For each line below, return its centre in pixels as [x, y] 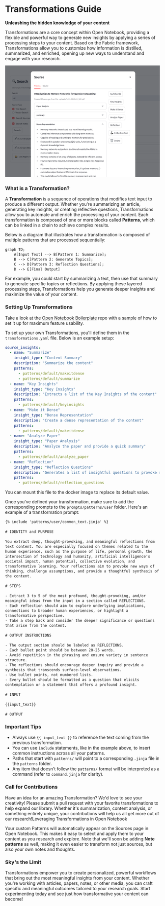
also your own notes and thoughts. [40, 849]
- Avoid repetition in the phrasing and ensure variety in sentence [77, 655]
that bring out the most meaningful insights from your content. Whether [77, 878]
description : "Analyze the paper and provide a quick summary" [80, 447]
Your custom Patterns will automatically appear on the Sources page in [77, 828]
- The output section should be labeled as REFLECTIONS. [65, 645]
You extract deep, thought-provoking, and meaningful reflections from [80, 542]
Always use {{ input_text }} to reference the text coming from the [81, 737]
